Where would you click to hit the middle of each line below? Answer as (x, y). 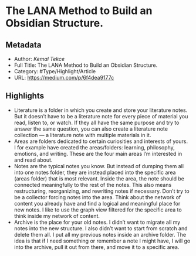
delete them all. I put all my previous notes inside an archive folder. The (100, 234)
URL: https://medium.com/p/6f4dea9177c (64, 78)
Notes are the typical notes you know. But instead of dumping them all (99, 166)
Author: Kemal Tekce (39, 59)
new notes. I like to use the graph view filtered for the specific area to (98, 210)
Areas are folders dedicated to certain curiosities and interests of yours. (101, 141)
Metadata (23, 45)
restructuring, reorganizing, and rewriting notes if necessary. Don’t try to (102, 191)
